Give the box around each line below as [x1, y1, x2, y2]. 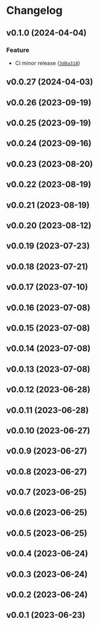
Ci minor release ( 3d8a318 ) [14, 59, 80, 66]
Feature [6, 46, 30, 54]
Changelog [6, 4, 63, 17]
